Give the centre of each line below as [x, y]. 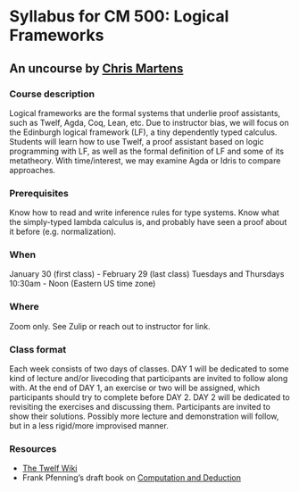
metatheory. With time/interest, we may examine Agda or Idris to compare [145, 160]
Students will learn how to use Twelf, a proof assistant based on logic [137, 141]
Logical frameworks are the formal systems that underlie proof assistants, [145, 113]
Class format [38, 349]
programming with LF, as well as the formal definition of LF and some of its [146, 151]
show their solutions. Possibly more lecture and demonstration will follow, [144, 416]
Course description [52, 94]
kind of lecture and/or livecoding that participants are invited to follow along [149, 379]
